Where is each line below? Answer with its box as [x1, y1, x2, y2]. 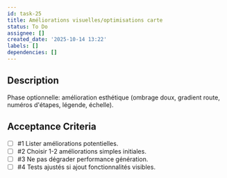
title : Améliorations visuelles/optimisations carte [7, 17, 163, 24]
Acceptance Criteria [7, 121, 96, 133]
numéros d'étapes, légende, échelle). [7, 100, 114, 108]
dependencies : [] [7, 49, 58, 56]
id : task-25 [7, 10, 42, 17]
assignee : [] [7, 29, 45, 37]
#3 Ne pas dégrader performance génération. [17, 154, 149, 163]
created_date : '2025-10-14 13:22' [7, 36, 108, 43]
